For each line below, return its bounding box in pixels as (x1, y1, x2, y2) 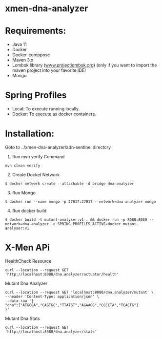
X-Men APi (5, 242, 50, 253)
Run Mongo (12, 190, 36, 195)
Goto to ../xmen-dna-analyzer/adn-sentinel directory (5, 145, 111, 150)
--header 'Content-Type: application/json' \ (5, 294, 99, 299)
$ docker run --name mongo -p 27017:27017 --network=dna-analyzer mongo (5, 199, 156, 204)
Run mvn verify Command (12, 154, 65, 159)
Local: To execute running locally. (12, 106, 80, 112)
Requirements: (5, 25, 66, 37)
